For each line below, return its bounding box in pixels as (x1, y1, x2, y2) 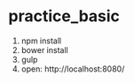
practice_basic (8, 6, 121, 26)
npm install (20, 35, 62, 46)
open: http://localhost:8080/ (20, 64, 125, 74)
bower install (20, 44, 68, 55)
